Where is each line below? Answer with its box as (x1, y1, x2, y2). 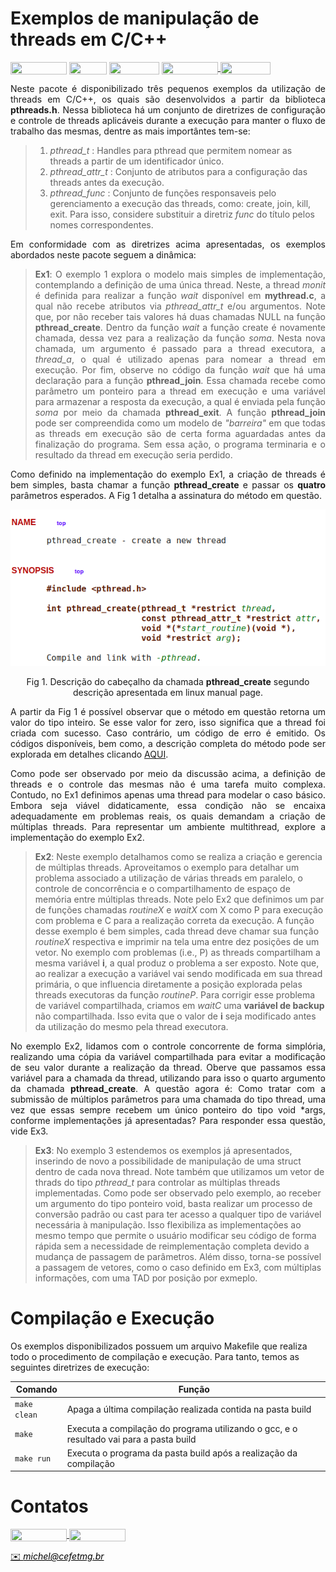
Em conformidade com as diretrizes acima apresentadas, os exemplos (10, 238, 326, 251)
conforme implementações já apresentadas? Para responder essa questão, (10, 1114, 326, 1126)
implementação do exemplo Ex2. (10, 831, 145, 843)
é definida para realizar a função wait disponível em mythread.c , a (34, 290, 327, 302)
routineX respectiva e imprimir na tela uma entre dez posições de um (34, 935, 320, 947)
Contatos (10, 1495, 89, 1518)
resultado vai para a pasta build (66, 1433, 197, 1445)
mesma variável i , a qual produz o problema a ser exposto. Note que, (34, 957, 320, 969)
